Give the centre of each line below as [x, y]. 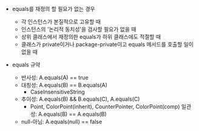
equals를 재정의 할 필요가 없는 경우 [53, 9]
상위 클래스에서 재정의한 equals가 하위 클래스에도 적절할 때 [91, 37]
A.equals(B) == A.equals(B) [73, 114]
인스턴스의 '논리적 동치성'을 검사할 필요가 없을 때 [79, 29]
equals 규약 [26, 65]
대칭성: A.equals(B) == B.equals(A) [64, 85]
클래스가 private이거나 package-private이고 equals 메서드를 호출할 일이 [107, 44]
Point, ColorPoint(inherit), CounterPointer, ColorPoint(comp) [105, 107]
